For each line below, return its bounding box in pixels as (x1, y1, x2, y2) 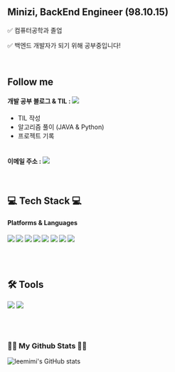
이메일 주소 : (7, 157, 41, 165)
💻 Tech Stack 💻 (7, 195, 82, 207)
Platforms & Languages (7, 218, 78, 227)
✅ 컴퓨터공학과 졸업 (7, 26, 63, 34)
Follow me (7, 76, 54, 88)
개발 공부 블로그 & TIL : (7, 96, 71, 105)
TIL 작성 (17, 114, 41, 123)
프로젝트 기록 (17, 132, 55, 140)
